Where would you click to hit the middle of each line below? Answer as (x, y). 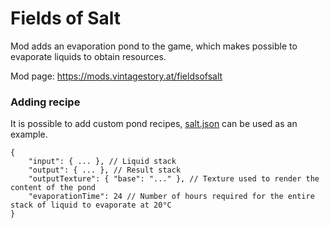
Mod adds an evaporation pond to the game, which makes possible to (154, 46)
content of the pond (53, 188)
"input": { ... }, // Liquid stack (102, 162)
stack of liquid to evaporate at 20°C (91, 205)
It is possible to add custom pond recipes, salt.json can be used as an (154, 124)
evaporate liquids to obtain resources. (88, 56)
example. (29, 134)
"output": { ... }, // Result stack (105, 170)
